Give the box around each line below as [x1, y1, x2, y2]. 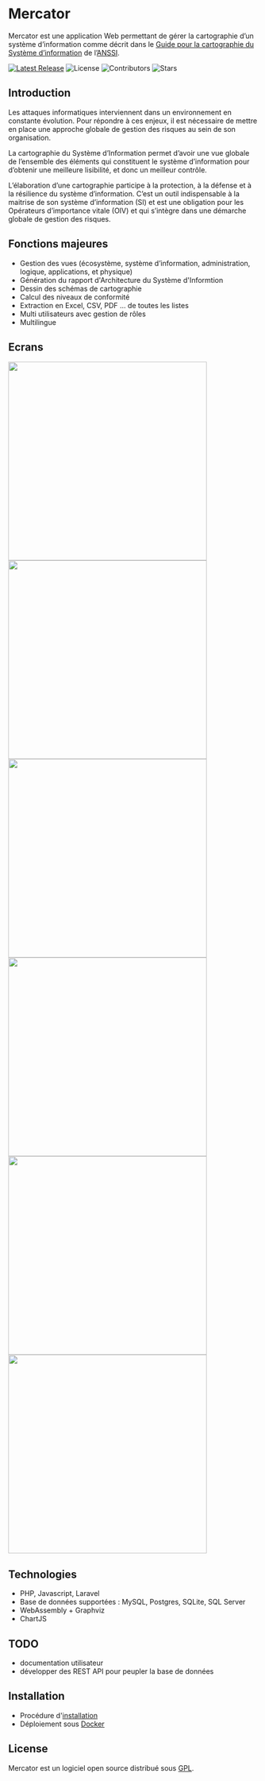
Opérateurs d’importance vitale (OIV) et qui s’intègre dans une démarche [8, 206, 247, 215]
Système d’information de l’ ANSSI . [8, 48, 121, 57]
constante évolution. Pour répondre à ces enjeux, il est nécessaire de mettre [8, 116, 258, 126]
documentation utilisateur [19, 1658, 104, 1667]
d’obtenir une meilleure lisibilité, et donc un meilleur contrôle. [8, 164, 208, 175]
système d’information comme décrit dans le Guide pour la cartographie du [8, 39, 255, 48]
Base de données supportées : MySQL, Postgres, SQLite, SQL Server [19, 1597, 246, 1607]
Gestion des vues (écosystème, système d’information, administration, [19, 258, 251, 268]
